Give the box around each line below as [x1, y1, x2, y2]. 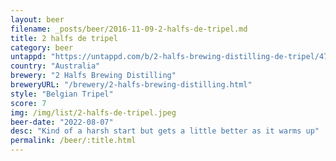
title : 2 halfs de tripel [10, 33, 118, 43]
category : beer [10, 42, 74, 53]
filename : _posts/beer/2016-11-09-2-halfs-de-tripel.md [10, 24, 248, 34]
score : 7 [10, 98, 47, 108]
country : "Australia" [10, 61, 101, 71]
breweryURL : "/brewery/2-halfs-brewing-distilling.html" [10, 80, 253, 90]
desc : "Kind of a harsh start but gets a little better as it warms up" [10, 126, 320, 136]
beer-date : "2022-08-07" [10, 117, 114, 127]
